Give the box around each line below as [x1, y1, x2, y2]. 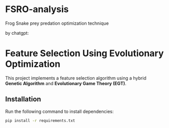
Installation [5, 95, 41, 104]
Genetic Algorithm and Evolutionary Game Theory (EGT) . [5, 80, 127, 86]
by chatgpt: [5, 30, 29, 36]
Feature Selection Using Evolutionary [5, 48, 164, 59]
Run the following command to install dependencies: [5, 108, 114, 114]
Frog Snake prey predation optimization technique [5, 20, 109, 26]
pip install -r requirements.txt [5, 118, 75, 123]
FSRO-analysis [5, 4, 69, 15]
